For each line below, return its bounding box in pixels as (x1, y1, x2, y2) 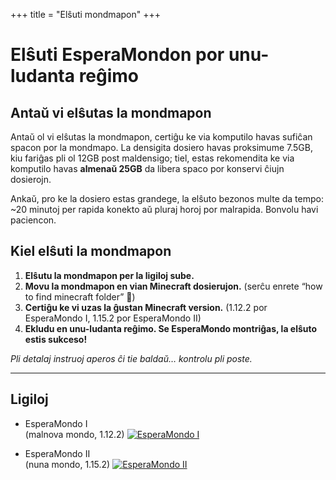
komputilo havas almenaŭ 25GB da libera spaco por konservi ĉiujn (10, 163, 285, 174)
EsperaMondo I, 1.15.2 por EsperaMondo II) (24, 312, 202, 324)
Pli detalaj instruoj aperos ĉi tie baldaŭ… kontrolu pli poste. (10, 352, 253, 364)
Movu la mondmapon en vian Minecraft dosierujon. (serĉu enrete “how (24, 280, 323, 292)
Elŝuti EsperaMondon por (10, 44, 225, 66)
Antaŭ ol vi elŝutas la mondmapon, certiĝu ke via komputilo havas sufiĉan (10, 131, 313, 143)
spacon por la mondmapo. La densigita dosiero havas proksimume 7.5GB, (10, 142, 313, 153)
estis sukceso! (24, 333, 88, 345)
